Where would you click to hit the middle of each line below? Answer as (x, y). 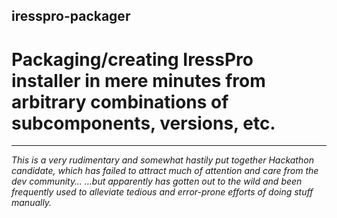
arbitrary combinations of (120, 101)
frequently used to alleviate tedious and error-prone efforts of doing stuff (162, 192)
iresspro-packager (71, 16)
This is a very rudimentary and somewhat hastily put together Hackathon (162, 160)
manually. (32, 203)
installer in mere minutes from (138, 80)
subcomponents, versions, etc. (143, 123)
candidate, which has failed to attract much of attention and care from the (165, 171)
